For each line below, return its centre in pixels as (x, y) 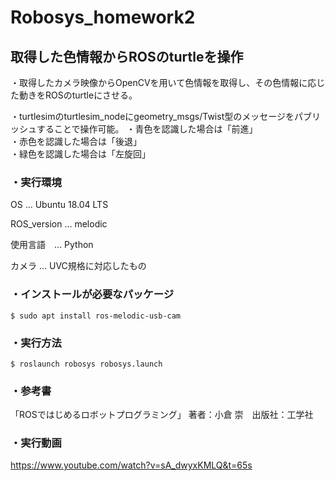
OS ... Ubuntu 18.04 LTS (59, 205)
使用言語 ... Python (52, 245)
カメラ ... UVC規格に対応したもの (78, 266)
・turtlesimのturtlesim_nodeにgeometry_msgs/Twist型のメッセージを (152, 116)
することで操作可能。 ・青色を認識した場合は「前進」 (147, 129)
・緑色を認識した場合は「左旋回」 (80, 154)
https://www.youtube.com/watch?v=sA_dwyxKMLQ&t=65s (131, 465)
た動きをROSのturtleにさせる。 (74, 95)
